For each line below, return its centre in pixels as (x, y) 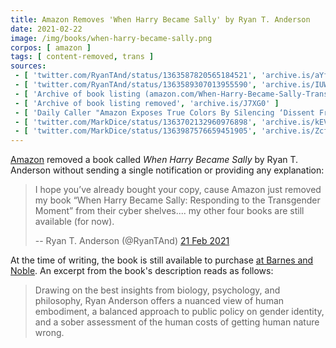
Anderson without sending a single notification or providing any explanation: (167, 170)
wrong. (49, 333)
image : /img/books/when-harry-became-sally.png (111, 38)
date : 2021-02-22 (46, 29)
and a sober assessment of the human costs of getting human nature (177, 322)
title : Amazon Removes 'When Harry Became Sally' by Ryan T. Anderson (160, 19)
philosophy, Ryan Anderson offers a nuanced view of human (159, 301)
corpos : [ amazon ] (51, 47)
